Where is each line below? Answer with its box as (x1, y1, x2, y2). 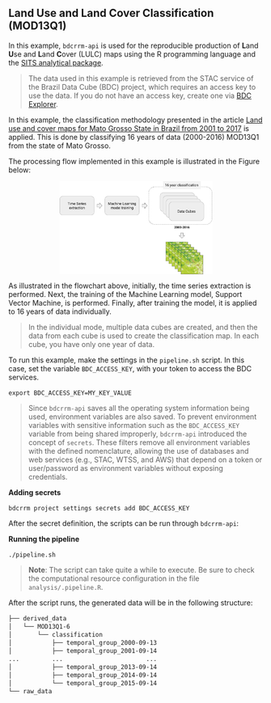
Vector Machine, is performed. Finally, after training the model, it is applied (8, 299, 257, 308)
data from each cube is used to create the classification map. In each (28, 331, 259, 341)
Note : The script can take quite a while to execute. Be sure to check (28, 565, 255, 575)
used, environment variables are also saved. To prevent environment (28, 412, 257, 421)
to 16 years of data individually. (8, 307, 112, 316)
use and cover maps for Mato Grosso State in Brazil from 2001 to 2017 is (8, 123, 249, 133)
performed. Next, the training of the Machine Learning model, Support (8, 290, 243, 299)
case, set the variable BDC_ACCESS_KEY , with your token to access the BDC (8, 364, 252, 374)
